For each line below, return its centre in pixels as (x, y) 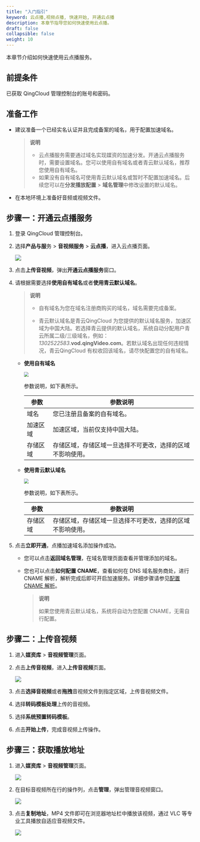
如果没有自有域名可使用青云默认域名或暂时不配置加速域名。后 (114, 177)
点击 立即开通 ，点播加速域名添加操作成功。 (67, 546)
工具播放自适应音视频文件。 (54, 821)
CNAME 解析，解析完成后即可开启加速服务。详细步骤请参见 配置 (102, 578)
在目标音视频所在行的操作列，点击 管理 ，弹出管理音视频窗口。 (90, 789)
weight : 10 (20, 39)
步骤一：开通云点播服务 (49, 218)
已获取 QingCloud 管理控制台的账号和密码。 (60, 93)
